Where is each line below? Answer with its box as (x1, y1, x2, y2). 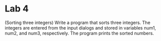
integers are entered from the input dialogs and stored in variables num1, (5, 24, 156, 30)
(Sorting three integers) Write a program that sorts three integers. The (5, 19, 150, 25)
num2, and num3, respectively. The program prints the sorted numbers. (5, 30, 154, 36)
